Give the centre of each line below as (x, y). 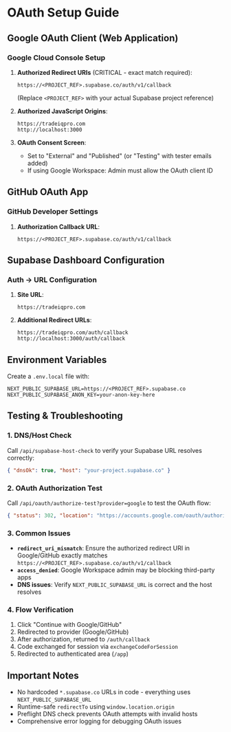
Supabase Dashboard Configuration (86, 260)
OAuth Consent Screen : (52, 142)
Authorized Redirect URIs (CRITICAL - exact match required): (104, 72)
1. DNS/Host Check (40, 436)
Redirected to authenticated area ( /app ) (73, 654)
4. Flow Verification (41, 610)
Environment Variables (57, 360)
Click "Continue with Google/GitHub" (69, 625)
